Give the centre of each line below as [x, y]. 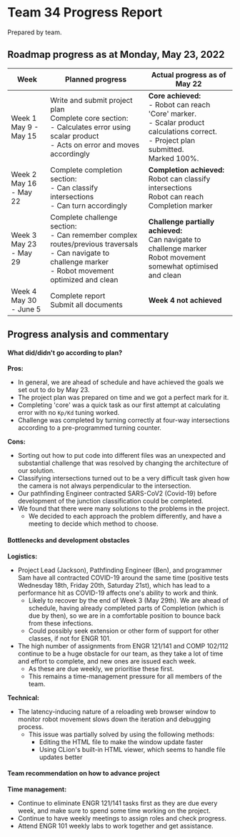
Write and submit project [91, 100]
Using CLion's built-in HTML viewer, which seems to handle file [132, 749]
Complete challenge [84, 217]
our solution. [36, 471]
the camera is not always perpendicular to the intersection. [104, 486]
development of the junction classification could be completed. [110, 501]
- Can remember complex [94, 235]
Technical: [24, 698]
